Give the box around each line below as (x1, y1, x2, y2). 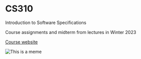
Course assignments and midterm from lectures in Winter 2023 (5, 29, 136, 35)
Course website (5, 38, 38, 45)
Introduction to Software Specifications (5, 19, 87, 25)
